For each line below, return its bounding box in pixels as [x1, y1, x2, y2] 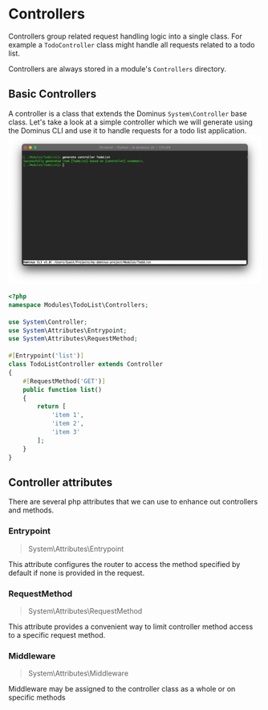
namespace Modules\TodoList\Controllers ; [8, 300, 149, 309]
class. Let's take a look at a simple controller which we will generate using [8, 117, 253, 127]
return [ [37, 402, 67, 410]
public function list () [22, 386, 103, 394]
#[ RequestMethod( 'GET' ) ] [22, 377, 106, 386]
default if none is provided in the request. [8, 568, 145, 577]
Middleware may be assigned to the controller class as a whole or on [8, 684, 236, 694]
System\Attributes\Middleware [27, 668, 129, 679]
